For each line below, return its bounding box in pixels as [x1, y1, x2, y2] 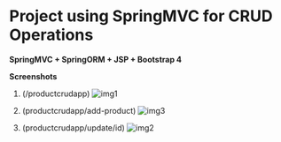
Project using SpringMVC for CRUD [9, 6, 273, 26]
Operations [9, 25, 94, 45]
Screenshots [9, 71, 58, 81]
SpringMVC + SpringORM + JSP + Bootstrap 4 [9, 54, 183, 64]
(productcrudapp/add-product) [21, 105, 137, 116]
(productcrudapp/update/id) [21, 122, 126, 133]
